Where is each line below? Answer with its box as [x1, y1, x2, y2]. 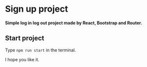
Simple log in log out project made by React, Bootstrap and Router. [5, 20, 143, 25]
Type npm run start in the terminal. [5, 47, 76, 53]
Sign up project [5, 3, 68, 15]
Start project [5, 34, 44, 43]
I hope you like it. [5, 56, 40, 62]
